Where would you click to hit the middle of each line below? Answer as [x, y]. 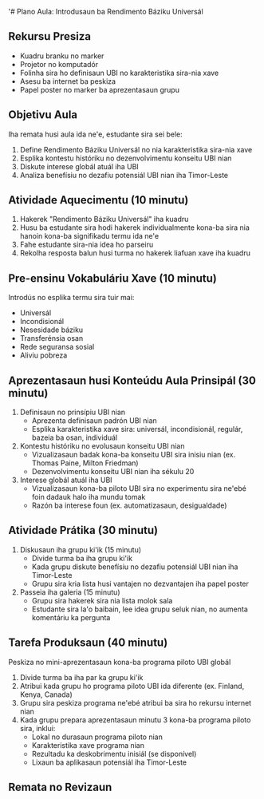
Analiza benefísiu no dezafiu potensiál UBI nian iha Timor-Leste [124, 175]
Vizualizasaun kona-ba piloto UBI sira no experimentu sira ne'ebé [139, 488]
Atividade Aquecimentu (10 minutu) [99, 200]
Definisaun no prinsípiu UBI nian [73, 412]
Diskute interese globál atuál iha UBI [79, 166]
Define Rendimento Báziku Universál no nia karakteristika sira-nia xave [136, 149]
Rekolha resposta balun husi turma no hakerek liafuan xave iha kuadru [135, 253]
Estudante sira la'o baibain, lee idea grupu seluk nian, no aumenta [140, 609]
